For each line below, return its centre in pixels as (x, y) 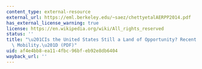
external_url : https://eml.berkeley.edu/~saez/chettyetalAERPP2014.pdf (99, 17)
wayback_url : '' (27, 56)
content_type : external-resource (49, 12)
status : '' (20, 34)
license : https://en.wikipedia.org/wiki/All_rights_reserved (85, 28)
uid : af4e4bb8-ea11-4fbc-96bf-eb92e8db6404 (62, 51)
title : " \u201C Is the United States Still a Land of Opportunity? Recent (102, 40)
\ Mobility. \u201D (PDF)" (45, 46)
